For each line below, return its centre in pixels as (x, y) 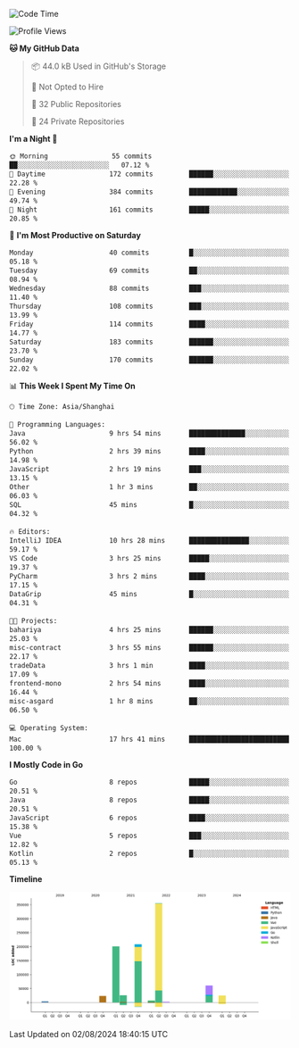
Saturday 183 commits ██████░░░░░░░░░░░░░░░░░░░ (149, 342)
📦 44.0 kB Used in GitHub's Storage (99, 66)
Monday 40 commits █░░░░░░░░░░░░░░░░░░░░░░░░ (149, 253)
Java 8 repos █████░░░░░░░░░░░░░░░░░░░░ (149, 800)
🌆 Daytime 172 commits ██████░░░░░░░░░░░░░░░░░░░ (149, 174)
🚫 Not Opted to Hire (67, 87)
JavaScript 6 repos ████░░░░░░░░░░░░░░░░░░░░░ (149, 818)
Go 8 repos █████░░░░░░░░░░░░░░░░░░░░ (149, 782)
